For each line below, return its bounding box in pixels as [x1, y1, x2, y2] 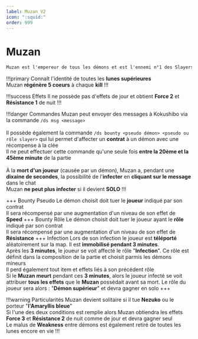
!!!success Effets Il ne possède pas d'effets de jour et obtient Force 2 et [6, 93, 180, 100]
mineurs [6, 260, 27, 267]
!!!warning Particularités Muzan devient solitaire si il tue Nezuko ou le [6, 296, 174, 304]
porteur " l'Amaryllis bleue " [6, 302, 72, 310]
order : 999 [6, 19, 33, 25]
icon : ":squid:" [6, 14, 46, 20]
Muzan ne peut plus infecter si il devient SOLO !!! [6, 186, 127, 193]
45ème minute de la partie [6, 154, 72, 162]
